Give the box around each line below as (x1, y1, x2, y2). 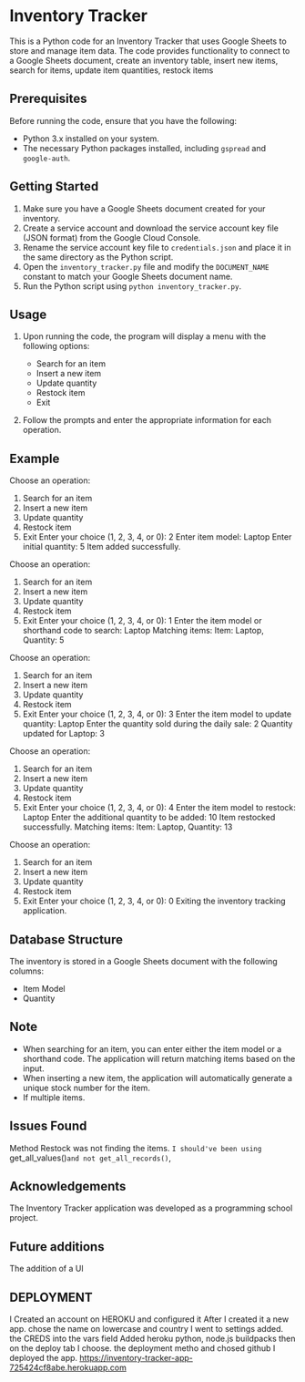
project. (9, 1212, 39, 1223)
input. (22, 1063, 45, 1074)
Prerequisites (9, 91, 87, 107)
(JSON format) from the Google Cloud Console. (22, 232, 201, 242)
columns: (9, 965, 45, 976)
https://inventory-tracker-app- (79, 1353, 193, 1364)
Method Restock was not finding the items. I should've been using (9, 1142, 262, 1153)
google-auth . (22, 152, 71, 163)
